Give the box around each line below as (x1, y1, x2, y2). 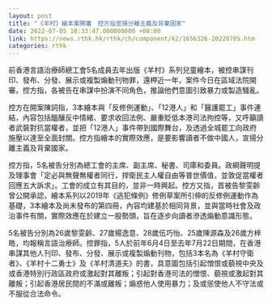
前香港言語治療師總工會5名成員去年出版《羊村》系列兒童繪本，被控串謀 (8, 66, 247, 75)
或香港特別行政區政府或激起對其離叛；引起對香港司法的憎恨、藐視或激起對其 (8, 269, 264, 278)
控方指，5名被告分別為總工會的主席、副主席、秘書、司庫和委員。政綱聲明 (8, 160, 254, 170)
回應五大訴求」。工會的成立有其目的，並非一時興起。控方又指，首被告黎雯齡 (8, 181, 261, 190)
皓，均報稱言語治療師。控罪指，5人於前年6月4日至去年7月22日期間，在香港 (8, 238, 261, 248)
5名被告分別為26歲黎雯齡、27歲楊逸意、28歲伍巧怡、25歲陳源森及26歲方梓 (8, 228, 261, 238)
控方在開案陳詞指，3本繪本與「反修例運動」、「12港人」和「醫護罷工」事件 (8, 103, 254, 113)
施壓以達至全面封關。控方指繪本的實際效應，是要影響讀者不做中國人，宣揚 (8, 133, 257, 142)
